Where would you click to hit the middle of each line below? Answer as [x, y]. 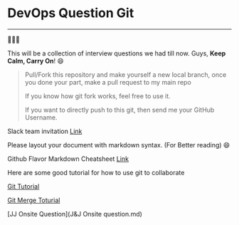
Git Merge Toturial [34, 200]
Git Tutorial [23, 186]
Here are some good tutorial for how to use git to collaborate [96, 172]
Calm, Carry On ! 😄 [36, 61]
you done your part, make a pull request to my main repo [108, 82]
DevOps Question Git [71, 13]
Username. [41, 117]
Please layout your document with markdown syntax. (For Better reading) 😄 [119, 145]
